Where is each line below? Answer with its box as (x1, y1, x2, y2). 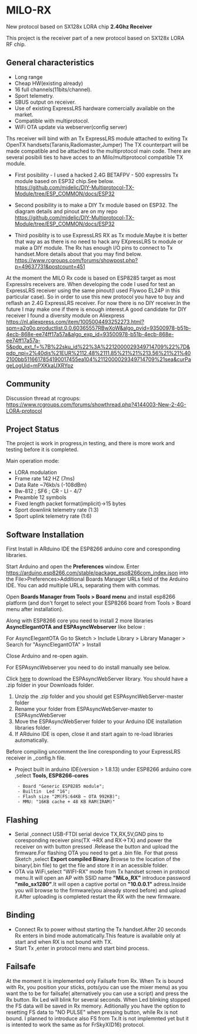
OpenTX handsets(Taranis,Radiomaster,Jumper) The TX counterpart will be (6, 141, 189, 148)
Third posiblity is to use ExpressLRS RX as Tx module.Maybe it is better (14, 231, 188, 238)
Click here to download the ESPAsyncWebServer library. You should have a (6, 675, 188, 682)
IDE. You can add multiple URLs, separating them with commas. (6, 582, 161, 589)
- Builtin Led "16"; (17, 788, 71, 795)
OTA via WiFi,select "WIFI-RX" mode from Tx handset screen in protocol (14, 868, 190, 875)
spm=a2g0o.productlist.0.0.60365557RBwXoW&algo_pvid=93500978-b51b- (6, 324, 191, 332)
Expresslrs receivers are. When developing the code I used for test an (6, 280, 175, 287)
